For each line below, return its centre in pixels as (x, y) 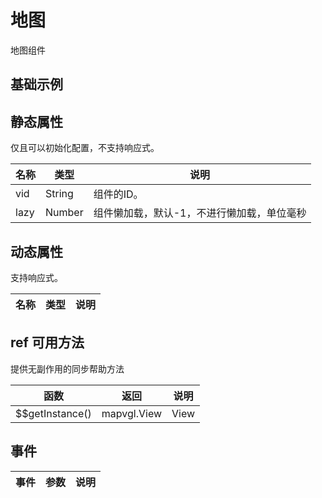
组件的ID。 (118, 194)
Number (64, 213)
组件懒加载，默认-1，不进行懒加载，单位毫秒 (200, 213)
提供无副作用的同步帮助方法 (67, 368)
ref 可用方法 (47, 342)
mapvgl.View (132, 413)
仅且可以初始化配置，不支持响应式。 (85, 148)
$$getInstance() (53, 413)
